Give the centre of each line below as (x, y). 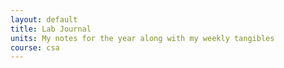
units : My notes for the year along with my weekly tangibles (142, 38)
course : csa (35, 47)
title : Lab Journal (51, 29)
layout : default (44, 19)
